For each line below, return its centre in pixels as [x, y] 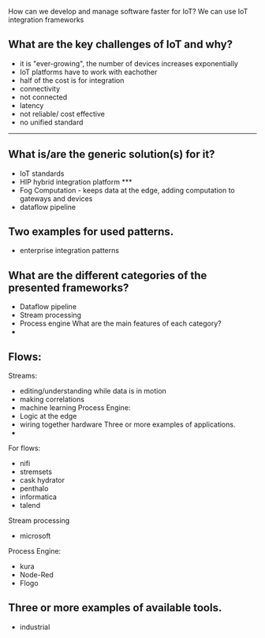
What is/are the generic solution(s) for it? [112, 154]
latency [32, 105]
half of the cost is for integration [72, 80]
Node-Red [36, 575]
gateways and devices [56, 198]
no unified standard [51, 122]
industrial [35, 627]
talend [30, 506]
